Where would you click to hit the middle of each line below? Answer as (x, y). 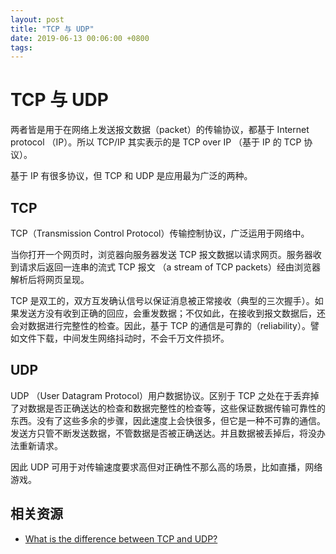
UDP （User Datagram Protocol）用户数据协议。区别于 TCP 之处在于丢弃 (160, 395)
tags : (21, 47)
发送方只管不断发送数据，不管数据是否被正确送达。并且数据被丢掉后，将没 (163, 433)
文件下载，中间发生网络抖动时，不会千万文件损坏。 (124, 338)
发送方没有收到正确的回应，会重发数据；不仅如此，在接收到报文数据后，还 (172, 313)
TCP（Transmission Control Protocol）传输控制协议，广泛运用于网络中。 (160, 233)
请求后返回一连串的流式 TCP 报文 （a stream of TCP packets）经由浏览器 (169, 267)
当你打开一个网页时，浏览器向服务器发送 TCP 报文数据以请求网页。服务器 (161, 254)
